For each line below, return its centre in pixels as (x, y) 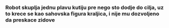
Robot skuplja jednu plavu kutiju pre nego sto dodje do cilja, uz (84, 7)
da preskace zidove (30, 20)
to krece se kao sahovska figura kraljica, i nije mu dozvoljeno (82, 13)
